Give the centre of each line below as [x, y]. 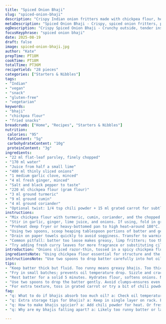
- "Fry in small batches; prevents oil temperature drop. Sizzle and [78, 273]
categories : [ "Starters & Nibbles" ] [43, 74]
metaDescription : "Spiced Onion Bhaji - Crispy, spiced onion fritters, [82, 24]
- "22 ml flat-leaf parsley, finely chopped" [53, 157]
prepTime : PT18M [22, 56]
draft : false [19, 42]
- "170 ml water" [23, 162]
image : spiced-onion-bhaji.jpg [37, 47]
